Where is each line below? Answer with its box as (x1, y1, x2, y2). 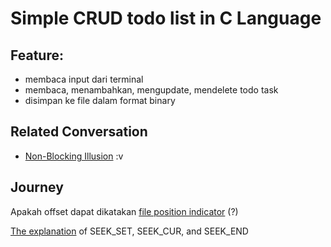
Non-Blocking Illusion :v (24, 150, 124, 162)
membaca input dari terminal (24, 73, 144, 85)
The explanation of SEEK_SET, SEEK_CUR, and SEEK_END (10, 225, 249, 237)
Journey (10, 179, 64, 196)
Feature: (10, 47, 64, 64)
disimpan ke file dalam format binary (24, 95, 176, 106)
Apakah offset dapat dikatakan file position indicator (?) (10, 205, 239, 217)
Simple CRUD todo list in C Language (10, 7, 322, 30)
